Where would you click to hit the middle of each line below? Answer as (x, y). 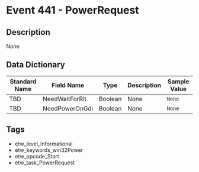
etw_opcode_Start (37, 156)
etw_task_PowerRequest (45, 163)
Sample (178, 82)
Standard (23, 82)
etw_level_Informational (44, 144)
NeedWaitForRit (65, 99)
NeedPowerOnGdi (68, 108)
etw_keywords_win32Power (49, 150)
